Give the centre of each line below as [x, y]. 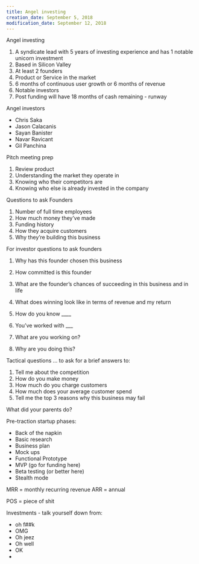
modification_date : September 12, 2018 [56, 23]
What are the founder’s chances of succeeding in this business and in [102, 284]
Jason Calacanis [36, 127]
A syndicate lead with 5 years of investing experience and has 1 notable [104, 52]
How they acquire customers [51, 231]
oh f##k [25, 525]
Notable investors [37, 90]
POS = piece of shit [30, 501]
